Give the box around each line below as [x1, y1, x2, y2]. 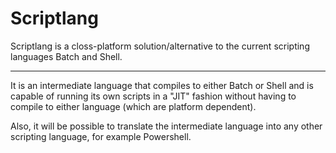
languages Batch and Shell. [10, 50, 123, 62]
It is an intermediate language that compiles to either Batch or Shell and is [10, 79, 314, 91]
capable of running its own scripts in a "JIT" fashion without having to [10, 90, 297, 102]
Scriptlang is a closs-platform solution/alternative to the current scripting [10, 40, 310, 52]
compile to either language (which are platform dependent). [10, 100, 257, 112]
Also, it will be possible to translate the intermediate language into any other [10, 120, 323, 132]
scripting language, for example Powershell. [10, 130, 192, 142]
